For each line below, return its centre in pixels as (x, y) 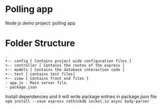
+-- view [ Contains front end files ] (47, 78)
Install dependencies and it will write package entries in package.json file (81, 96)
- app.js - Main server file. (37, 83)
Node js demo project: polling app (40, 23)
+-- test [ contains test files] (40, 74)
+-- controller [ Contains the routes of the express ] (65, 65)
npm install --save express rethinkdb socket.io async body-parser (77, 101)
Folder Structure (40, 43)
